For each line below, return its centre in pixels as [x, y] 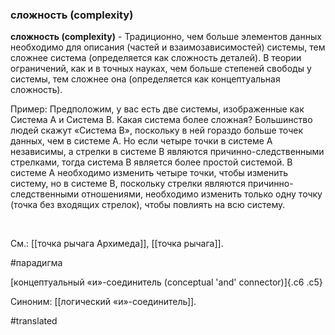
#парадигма [36, 263]
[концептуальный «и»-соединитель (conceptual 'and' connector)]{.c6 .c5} [166, 282]
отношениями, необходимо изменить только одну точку [202, 194]
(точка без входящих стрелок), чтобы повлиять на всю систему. [148, 205]
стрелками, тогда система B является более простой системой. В [151, 162]
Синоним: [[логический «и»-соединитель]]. [103, 302]
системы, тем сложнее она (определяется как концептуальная [145, 79]
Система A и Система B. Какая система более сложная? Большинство [161, 120]
